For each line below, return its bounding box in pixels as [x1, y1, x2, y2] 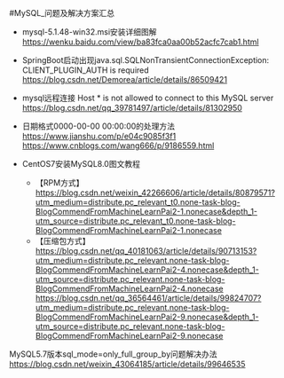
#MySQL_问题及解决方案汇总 [9, 8, 115, 18]
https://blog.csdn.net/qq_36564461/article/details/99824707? [35, 293, 262, 303]
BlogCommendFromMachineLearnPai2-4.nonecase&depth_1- [35, 264, 259, 275]
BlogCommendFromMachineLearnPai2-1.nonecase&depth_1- [35, 207, 258, 217]
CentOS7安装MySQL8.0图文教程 [21, 159, 140, 169]
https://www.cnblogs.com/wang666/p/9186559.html [21, 140, 215, 151]
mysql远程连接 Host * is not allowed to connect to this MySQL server [21, 92, 274, 103]
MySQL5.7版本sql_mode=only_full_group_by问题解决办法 [9, 349, 217, 359]
